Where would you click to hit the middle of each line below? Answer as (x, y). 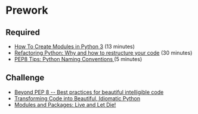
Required (23, 32)
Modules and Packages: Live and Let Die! (65, 104)
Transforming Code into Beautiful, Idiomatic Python (77, 98)
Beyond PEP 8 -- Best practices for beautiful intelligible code (89, 92)
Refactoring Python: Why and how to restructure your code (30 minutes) (103, 53)
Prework (27, 10)
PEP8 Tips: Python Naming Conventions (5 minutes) (78, 59)
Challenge (25, 78)
